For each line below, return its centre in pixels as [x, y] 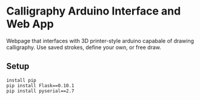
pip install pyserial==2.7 [40, 91]
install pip [21, 80]
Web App [30, 24]
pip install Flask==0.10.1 [40, 85]
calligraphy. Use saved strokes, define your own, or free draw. [84, 47]
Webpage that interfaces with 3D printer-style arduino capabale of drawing [100, 41]
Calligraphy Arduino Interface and [94, 11]
